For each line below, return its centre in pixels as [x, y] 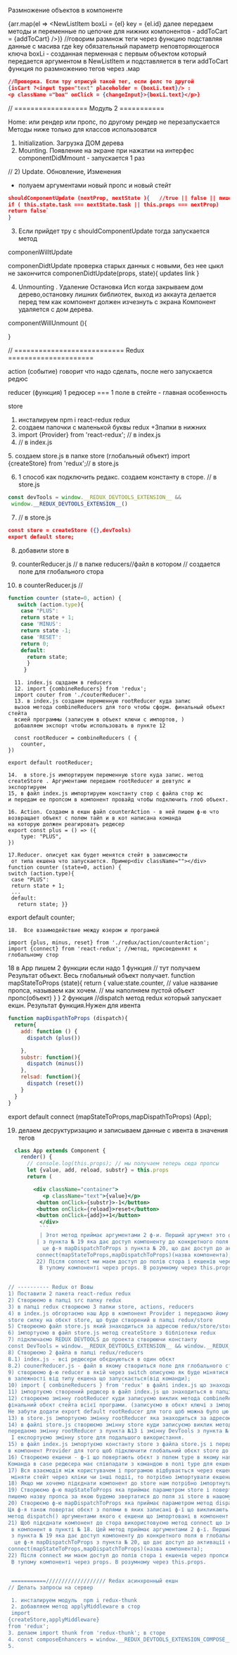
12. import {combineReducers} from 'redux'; [81, 689]
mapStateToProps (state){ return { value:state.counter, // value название [113, 983]
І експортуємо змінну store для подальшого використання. [98, 1438]
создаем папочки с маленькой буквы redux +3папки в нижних [112, 427]
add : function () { [49, 1031]
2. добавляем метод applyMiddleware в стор [76, 1607]
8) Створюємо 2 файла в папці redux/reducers [76, 1352]
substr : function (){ [51, 1057]
